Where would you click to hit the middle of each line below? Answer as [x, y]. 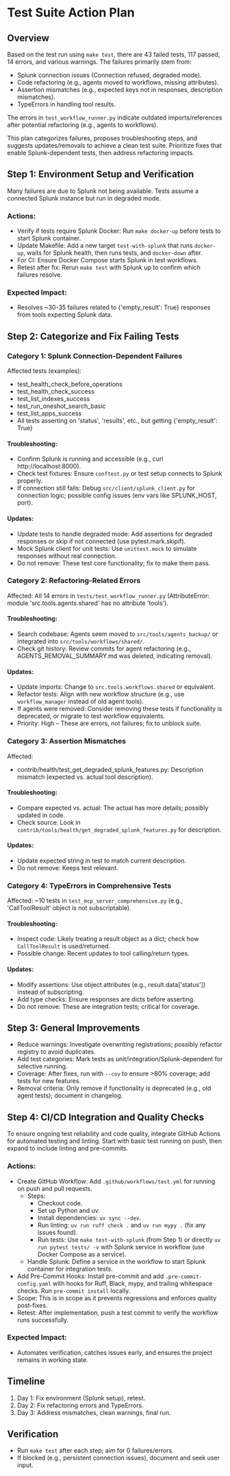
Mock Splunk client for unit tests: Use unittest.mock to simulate [107, 548]
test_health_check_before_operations [70, 384]
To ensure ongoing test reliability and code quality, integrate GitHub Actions [114, 1134]
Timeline [26, 1382]
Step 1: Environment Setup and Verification [101, 174]
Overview [28, 38]
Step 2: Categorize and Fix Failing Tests [93, 336]
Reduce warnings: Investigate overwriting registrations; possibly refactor [119, 1045]
